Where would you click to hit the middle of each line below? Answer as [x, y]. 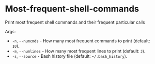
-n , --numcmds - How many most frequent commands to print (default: [81, 41]
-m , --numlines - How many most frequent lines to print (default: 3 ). [79, 51]
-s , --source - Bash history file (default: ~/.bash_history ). [70, 56]
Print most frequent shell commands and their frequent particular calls [75, 22]
